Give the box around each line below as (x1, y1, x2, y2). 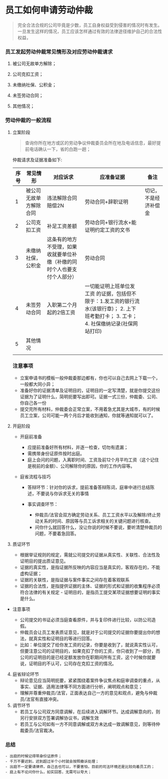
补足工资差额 (46, 222, 77, 229)
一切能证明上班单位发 (84, 282, 135, 289)
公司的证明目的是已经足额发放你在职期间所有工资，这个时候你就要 (19, 654, 156, 660)
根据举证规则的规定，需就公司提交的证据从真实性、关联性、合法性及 (19, 551, 160, 557)
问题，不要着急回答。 (34, 530, 79, 536)
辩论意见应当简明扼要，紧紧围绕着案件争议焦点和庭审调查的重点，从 (19, 677, 160, 683)
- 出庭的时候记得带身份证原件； (5, 753, 62, 759)
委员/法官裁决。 (24, 727, 57, 733)
